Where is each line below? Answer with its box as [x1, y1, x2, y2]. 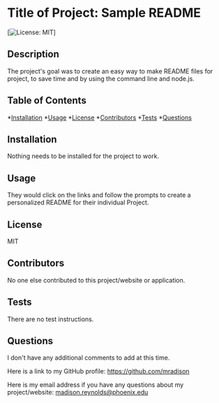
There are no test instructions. [7, 315, 94, 323]
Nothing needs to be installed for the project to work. [7, 152, 159, 160]
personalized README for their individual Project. [7, 198, 149, 207]
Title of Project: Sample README [7, 5, 201, 21]
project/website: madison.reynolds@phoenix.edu [7, 388, 149, 397]
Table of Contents [7, 94, 87, 106]
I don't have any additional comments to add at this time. [7, 353, 170, 362]
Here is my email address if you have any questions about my [7, 381, 184, 389]
